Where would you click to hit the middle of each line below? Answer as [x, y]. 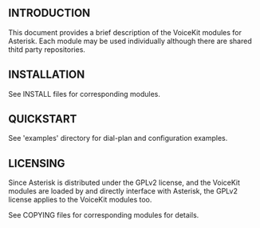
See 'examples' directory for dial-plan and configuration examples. [118, 138]
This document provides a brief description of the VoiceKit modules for [125, 32]
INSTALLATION [47, 75]
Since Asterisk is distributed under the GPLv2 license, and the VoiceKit [124, 182]
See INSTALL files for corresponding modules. [85, 94]
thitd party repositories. [47, 49]
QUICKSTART [43, 119]
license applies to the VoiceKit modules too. [80, 200]
